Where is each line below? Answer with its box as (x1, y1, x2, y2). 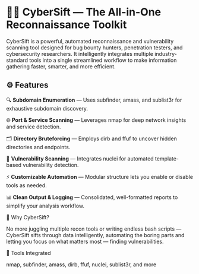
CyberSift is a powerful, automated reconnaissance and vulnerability (6, 37, 174, 45)
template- (154, 155, 179, 162)
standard (6, 56, 29, 64)
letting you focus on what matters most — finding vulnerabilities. (6, 238, 165, 245)
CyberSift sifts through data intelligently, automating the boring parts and (6, 231, 185, 238)
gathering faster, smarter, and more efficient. (6, 62, 116, 70)
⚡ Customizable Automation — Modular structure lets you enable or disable (6, 173, 193, 180)
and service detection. (6, 123, 61, 130)
